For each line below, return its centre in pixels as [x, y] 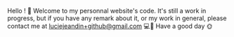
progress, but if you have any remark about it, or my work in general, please [117, 18]
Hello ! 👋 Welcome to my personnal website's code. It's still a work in [107, 11]
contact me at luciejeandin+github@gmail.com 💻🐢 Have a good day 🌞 [110, 26]
